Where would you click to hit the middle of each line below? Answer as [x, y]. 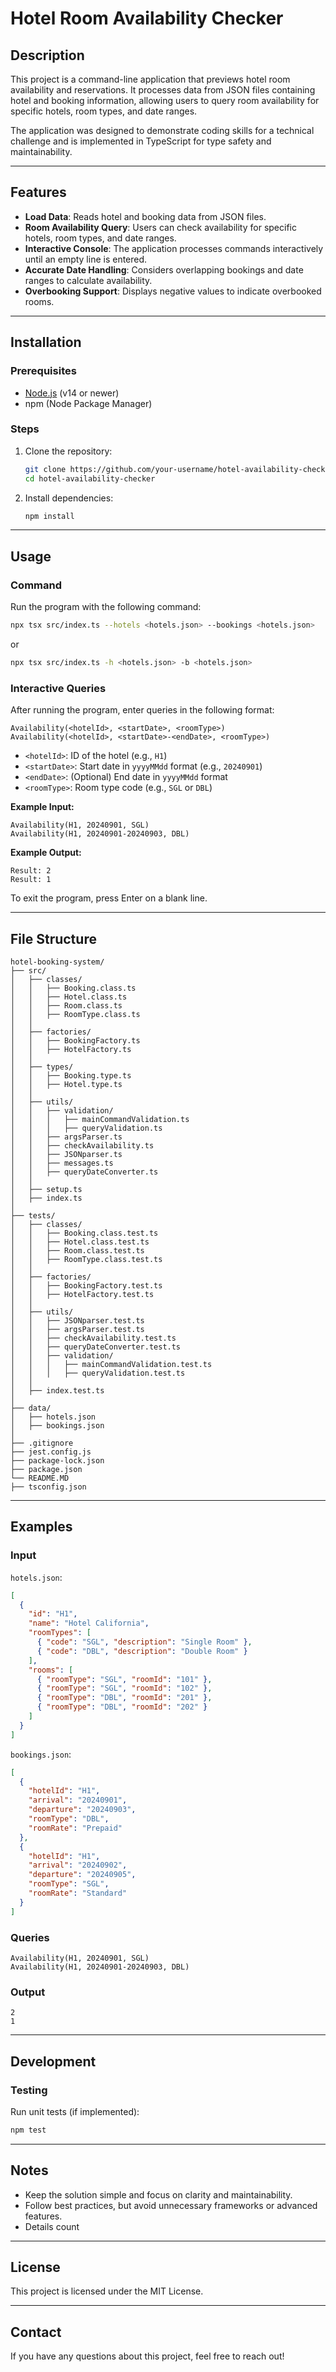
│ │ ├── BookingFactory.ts [75, 1040]
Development [53, 2061]
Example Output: [46, 853]
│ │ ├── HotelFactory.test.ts [82, 1294]
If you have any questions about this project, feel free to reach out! [147, 2356]
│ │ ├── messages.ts [62, 1163]
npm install [49, 516]
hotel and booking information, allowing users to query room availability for [165, 100]
